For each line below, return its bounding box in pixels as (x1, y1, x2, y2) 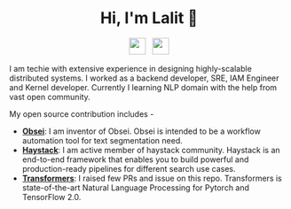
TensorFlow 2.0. (21, 191, 82, 202)
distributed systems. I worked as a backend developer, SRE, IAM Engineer (9, 73, 279, 83)
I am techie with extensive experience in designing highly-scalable (9, 63, 253, 74)
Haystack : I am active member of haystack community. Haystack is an (21, 144, 281, 155)
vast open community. (9, 91, 90, 102)
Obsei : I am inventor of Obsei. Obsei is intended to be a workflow (21, 126, 262, 136)
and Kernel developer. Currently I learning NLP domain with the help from (9, 81, 278, 92)
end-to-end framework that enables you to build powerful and (21, 154, 249, 165)
